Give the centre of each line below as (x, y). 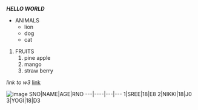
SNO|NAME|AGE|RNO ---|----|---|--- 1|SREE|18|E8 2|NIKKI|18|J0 (111, 94)
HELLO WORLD (25, 9)
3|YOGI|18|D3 (23, 100)
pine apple (37, 58)
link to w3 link (24, 82)
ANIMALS (27, 20)
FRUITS (25, 51)
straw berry (38, 71)
